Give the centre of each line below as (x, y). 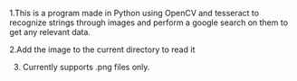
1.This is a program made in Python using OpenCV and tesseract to (134, 13)
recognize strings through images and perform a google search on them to (148, 22)
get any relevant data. (50, 32)
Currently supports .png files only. (86, 67)
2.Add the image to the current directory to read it (102, 49)
